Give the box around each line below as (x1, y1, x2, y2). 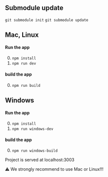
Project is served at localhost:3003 (5, 157, 75, 163)
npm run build (12, 83, 40, 88)
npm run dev (12, 61, 36, 66)
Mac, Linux (5, 31, 39, 39)
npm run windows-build (12, 148, 58, 153)
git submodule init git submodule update (5, 17, 88, 22)
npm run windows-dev (12, 127, 54, 131)
